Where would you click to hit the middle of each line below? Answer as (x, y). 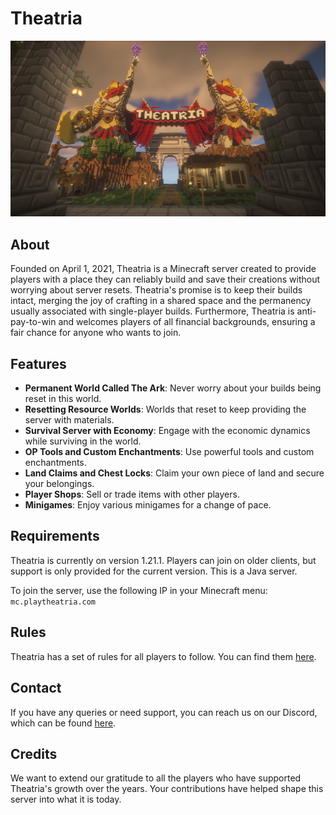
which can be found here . (63, 723)
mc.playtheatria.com (53, 602)
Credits (34, 753)
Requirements (55, 536)
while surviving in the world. (83, 441)
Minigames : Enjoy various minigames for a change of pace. (148, 505)
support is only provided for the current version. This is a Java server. (154, 571)
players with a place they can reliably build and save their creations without (165, 279)
